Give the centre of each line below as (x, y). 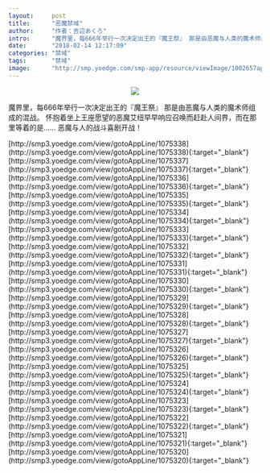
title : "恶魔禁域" (45, 23)
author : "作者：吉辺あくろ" (57, 31)
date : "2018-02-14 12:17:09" (68, 46)
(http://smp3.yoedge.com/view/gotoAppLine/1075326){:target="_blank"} (129, 357)
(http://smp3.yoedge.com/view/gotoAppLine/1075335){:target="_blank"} (129, 203)
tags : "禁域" (40, 61)
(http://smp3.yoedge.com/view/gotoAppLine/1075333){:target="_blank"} (129, 238)
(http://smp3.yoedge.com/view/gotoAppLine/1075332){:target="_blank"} (129, 255)
